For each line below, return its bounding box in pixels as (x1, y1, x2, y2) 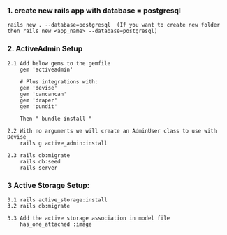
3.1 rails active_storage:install (7, 196, 108, 203)
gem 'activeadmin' (20, 66, 73, 73)
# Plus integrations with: (20, 78, 98, 86)
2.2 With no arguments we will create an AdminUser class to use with (7, 127, 217, 135)
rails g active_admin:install (20, 140, 108, 147)
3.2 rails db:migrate (7, 202, 71, 209)
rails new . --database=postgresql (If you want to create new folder (7, 22, 220, 29)
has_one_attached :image (20, 220, 92, 228)
